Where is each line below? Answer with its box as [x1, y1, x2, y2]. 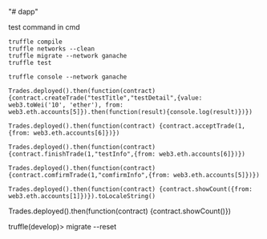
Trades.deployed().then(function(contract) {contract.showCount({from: [8, 185, 253, 193]
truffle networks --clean [8, 45, 95, 53]
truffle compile [8, 38, 63, 46]
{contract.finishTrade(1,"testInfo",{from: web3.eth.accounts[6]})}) [8, 150, 246, 158]
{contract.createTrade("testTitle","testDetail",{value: [8, 94, 203, 102]
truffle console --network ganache [8, 73, 127, 81]
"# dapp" [8, 7, 38, 16]
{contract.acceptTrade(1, [159, 122, 246, 130]
